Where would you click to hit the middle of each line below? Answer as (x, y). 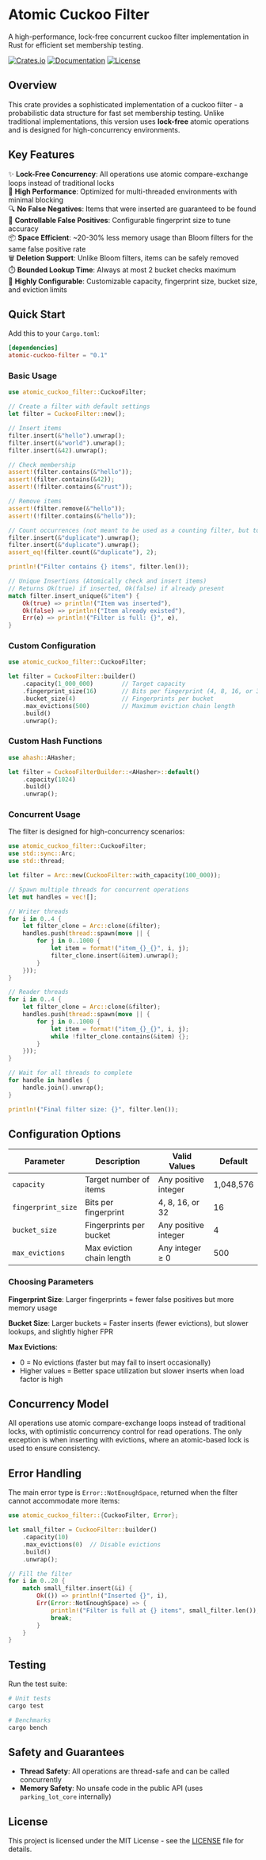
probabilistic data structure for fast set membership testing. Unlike (116, 113)
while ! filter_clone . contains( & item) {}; (120, 1036)
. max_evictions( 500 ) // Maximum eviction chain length (129, 706)
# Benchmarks (30, 1720)
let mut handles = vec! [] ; (53, 897)
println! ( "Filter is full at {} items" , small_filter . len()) (154, 1610)
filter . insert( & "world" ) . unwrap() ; (67, 443)
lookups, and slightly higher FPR (61, 1331)
